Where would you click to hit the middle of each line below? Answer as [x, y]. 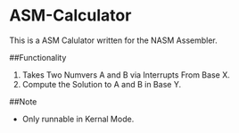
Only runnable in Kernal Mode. [78, 119]
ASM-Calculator [70, 16]
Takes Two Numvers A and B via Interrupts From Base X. [126, 75]
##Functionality [38, 57]
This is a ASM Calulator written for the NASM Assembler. [114, 40]
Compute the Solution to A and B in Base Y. [101, 84]
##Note [23, 101]
